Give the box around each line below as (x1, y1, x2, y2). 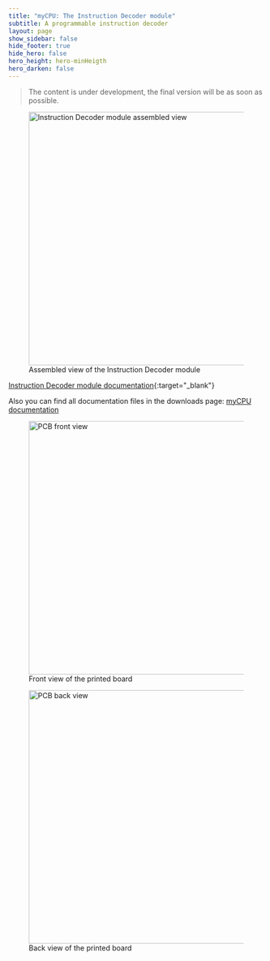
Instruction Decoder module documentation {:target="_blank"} (8, 380, 215, 390)
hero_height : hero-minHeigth (8, 58, 107, 66)
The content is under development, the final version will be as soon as (28, 87, 263, 97)
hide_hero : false (8, 49, 67, 58)
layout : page (8, 27, 53, 35)
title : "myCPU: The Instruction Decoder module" (8, 11, 176, 20)
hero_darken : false (8, 65, 75, 73)
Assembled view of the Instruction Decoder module (28, 364, 201, 374)
